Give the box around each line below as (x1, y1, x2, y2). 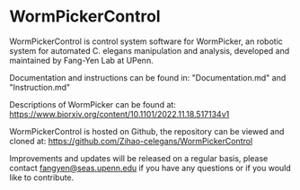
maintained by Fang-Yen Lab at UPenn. (9, 55, 154, 65)
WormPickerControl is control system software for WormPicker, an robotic (9, 36, 283, 47)
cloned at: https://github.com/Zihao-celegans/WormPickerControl (9, 135, 253, 146)
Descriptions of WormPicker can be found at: (9, 99, 177, 109)
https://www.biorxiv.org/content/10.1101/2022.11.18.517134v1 (9, 108, 230, 119)
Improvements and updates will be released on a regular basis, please (9, 152, 269, 163)
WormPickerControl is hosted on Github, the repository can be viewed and (9, 125, 285, 136)
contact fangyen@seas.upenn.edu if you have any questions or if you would (9, 162, 292, 173)
